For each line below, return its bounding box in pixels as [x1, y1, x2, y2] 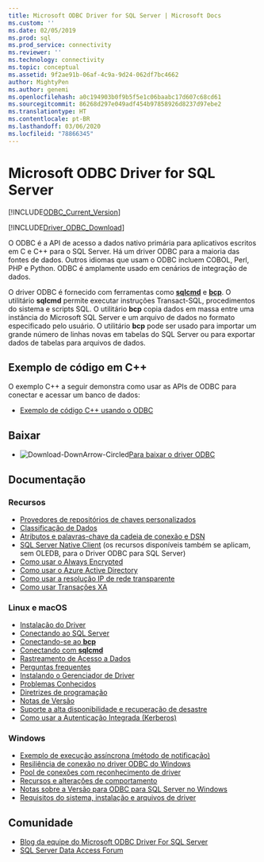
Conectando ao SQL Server [19, 628, 109, 638]
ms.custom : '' [8, 19, 55, 27]
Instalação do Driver [19, 620, 86, 630]
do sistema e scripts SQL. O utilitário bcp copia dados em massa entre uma [8, 303, 254, 314]
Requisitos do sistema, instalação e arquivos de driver [19, 793, 197, 802]
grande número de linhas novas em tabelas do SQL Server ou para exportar [8, 329, 255, 338]
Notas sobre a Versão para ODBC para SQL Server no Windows [19, 784, 228, 794]
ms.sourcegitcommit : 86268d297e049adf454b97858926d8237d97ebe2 [8, 100, 222, 108]
